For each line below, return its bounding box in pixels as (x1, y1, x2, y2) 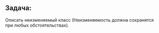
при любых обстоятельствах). (5, 22, 69, 28)
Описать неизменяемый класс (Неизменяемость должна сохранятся (5, 17, 154, 23)
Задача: (5, 4, 31, 12)
